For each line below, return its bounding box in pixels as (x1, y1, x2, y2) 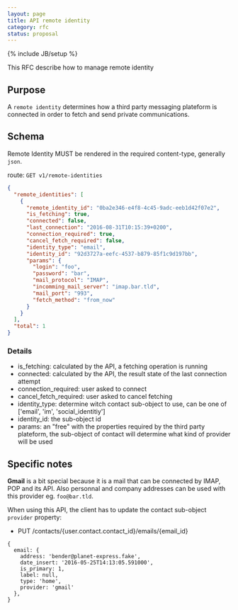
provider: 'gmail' (20, 584, 74, 592)
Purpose (7, 84, 46, 96)
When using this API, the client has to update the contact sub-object (7, 506, 207, 514)
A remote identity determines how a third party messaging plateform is (7, 103, 217, 111)
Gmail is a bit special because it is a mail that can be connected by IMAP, (7, 477, 221, 485)
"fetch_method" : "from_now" (33, 296, 115, 303)
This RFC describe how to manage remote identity (7, 63, 154, 72)
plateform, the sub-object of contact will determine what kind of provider (17, 430, 231, 439)
